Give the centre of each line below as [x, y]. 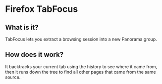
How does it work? [34, 55]
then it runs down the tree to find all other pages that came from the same [81, 72]
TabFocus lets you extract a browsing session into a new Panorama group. [81, 39]
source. [13, 77]
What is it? [22, 27]
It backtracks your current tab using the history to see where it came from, [81, 66]
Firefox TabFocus [42, 9]
